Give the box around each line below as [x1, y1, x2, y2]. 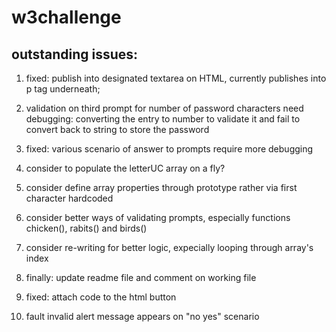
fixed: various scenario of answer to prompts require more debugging [25, 143, 314, 155]
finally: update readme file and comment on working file [25, 272, 257, 283]
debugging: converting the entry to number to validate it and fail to [25, 113, 301, 125]
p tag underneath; [25, 83, 101, 95]
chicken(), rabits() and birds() [25, 222, 148, 234]
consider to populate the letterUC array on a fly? [25, 162, 226, 174]
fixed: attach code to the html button [25, 291, 177, 303]
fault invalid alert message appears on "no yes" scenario [25, 311, 260, 322]
